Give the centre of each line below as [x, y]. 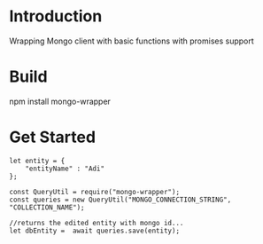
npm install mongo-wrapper [60, 101]
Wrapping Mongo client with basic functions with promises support [131, 41]
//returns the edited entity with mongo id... [97, 223]
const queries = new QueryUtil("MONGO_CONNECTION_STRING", [120, 200]
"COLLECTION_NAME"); [47, 207]
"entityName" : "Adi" [65, 169]
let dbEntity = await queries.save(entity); [94, 231]
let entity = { [37, 161]
